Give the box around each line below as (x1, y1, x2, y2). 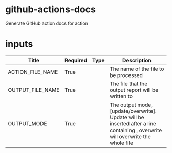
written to (110, 93, 133, 100)
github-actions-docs (5, 4, 96, 15)
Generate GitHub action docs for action (5, 20, 88, 27)
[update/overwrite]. (110, 107, 157, 114)
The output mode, (110, 101, 153, 108)
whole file (110, 139, 133, 146)
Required (64, 57, 88, 64)
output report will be (110, 86, 159, 93)
